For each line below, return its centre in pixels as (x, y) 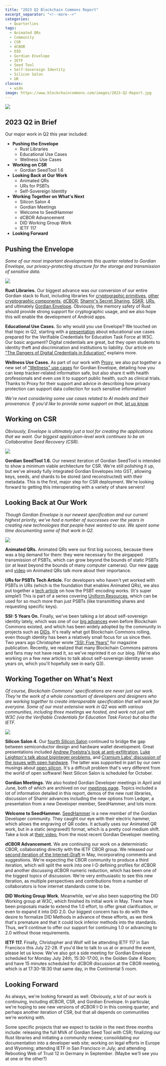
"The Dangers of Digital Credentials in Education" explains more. (71, 353)
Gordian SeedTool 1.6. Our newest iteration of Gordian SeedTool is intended (83, 461)
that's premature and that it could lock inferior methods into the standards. (81, 922)
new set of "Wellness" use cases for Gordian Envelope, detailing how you (80, 367)
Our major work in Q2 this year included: (47, 134)
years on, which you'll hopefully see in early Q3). (55, 664)
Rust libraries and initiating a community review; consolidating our (72, 1038)
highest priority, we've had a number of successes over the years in (75, 520)
